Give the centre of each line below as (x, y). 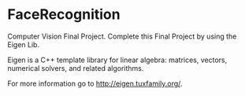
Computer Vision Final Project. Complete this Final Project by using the (122, 36)
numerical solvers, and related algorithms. (76, 68)
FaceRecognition (64, 15)
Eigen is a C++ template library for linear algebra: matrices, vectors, (117, 60)
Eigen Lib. (24, 44)
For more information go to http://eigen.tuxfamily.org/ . (95, 83)
